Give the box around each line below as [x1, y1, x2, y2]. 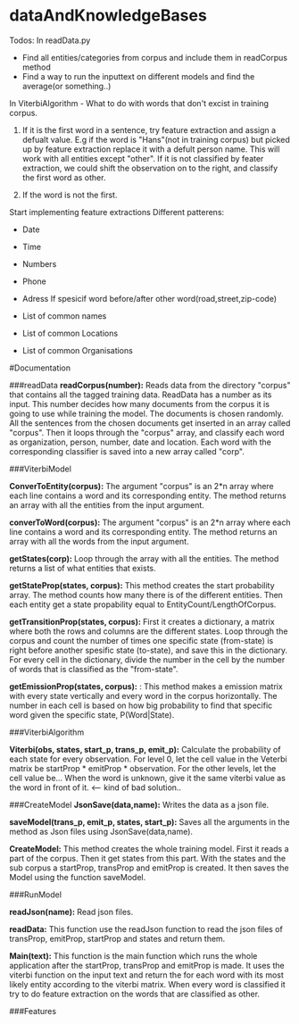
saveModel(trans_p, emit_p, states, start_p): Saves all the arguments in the [9, 816, 290, 827]
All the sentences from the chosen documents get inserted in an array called [9, 417, 291, 429]
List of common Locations [21, 328, 119, 338]
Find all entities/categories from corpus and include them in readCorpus [21, 52, 288, 62]
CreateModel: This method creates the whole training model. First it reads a [9, 843, 289, 853]
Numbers [21, 258, 57, 269]
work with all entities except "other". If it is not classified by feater [21, 153, 264, 163]
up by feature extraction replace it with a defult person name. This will [21, 144, 280, 154]
